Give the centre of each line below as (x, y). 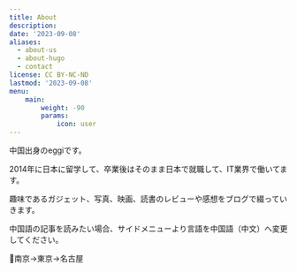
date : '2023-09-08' (45, 34)
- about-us (37, 50)
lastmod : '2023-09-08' (51, 83)
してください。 (36, 240)
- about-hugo (41, 58)
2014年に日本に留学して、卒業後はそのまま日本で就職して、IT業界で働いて (145, 169)
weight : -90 (63, 108)
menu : (19, 91)
